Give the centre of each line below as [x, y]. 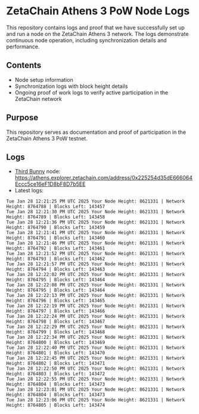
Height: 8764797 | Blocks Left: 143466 [56, 311]
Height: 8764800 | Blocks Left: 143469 [56, 343]
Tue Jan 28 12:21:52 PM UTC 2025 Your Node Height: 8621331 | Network [96, 254]
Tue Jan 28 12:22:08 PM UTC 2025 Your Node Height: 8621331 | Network [96, 285]
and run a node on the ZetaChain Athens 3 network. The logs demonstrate [97, 33]
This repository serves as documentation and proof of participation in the [96, 132]
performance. [23, 47]
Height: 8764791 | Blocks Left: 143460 [56, 238]
